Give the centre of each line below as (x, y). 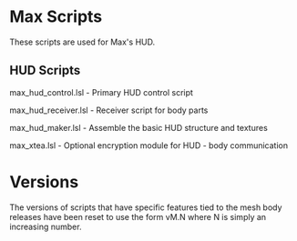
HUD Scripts (45, 70)
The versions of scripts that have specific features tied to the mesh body (146, 207)
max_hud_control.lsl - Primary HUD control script (102, 92)
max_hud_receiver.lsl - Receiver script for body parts (109, 110)
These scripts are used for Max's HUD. (82, 42)
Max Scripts (56, 17)
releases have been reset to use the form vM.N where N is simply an (138, 216)
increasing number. (46, 226)
